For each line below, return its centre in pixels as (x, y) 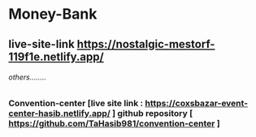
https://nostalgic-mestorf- (146, 44)
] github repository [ (153, 113)
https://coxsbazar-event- (197, 103)
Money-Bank (53, 14)
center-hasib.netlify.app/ (60, 113)
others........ (28, 77)
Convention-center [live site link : (76, 103)
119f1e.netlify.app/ (56, 56)
